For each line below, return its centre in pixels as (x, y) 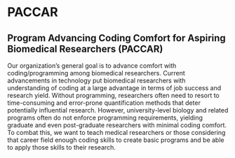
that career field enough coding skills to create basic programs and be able (116, 140)
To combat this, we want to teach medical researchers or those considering (116, 132)
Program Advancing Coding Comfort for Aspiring (116, 38)
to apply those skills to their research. (61, 147)
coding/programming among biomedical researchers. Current (96, 73)
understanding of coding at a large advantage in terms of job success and (114, 88)
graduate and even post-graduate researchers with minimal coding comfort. (117, 125)
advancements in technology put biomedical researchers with (96, 80)
